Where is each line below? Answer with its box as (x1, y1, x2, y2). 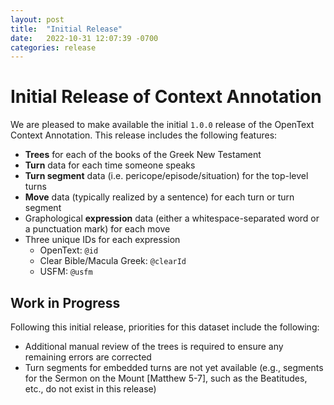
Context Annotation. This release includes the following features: (10, 129, 278, 141)
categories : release (10, 42, 97, 53)
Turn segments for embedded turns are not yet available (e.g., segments (24, 362, 324, 373)
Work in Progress (10, 294, 121, 311)
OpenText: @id (39, 244, 99, 256)
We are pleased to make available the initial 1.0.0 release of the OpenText (10, 119, 315, 131)
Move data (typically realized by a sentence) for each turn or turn (24, 191, 295, 203)
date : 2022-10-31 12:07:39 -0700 (10, 33, 159, 43)
